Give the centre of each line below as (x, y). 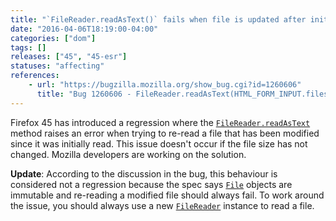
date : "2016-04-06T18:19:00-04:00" (84, 29)
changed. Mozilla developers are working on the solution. (128, 154)
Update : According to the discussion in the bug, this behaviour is (144, 173)
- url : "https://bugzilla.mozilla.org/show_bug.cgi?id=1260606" (165, 85)
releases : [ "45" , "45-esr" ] (69, 57)
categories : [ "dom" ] (53, 38)
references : (35, 76)
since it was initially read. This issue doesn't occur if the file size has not (159, 143)
